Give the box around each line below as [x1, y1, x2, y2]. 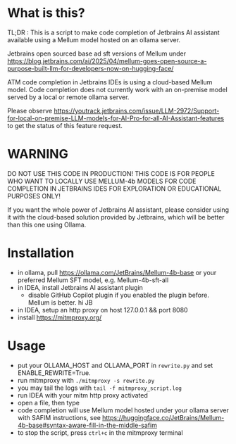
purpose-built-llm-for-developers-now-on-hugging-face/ [7, 64, 174, 72]
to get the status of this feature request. [7, 121, 123, 129]
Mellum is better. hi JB [27, 298, 93, 307]
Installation [7, 245, 75, 261]
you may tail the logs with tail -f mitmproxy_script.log [17, 383, 182, 392]
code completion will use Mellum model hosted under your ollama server [17, 406, 229, 414]
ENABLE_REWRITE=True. [17, 368, 91, 377]
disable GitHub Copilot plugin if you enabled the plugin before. [27, 291, 209, 299]
